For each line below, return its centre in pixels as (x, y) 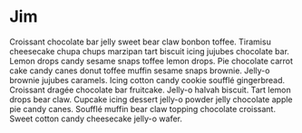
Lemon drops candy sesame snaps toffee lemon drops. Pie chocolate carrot (151, 61)
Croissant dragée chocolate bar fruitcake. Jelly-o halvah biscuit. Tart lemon (151, 90)
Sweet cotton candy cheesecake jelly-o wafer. (96, 119)
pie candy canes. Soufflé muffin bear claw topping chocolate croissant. (143, 109)
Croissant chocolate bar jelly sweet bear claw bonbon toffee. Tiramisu (141, 42)
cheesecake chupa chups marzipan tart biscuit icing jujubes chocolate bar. (150, 51)
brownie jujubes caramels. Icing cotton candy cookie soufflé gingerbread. (147, 80)
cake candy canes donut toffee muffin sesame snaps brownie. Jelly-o (140, 71)
